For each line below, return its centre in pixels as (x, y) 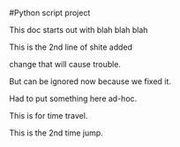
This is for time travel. (49, 116)
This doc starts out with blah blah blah (79, 30)
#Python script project (50, 13)
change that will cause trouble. (65, 64)
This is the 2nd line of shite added (71, 47)
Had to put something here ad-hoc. (73, 98)
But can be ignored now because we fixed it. (90, 81)
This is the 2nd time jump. (56, 133)
